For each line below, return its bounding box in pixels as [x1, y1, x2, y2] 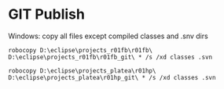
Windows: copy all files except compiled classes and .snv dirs [8, 31, 208, 41]
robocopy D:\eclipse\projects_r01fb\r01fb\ [8, 46, 153, 54]
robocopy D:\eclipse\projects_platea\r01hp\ [8, 66, 156, 75]
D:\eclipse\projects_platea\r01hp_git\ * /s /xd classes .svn [8, 73, 216, 81]
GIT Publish [8, 5, 85, 23]
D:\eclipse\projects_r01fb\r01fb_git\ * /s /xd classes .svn [8, 53, 213, 61]
